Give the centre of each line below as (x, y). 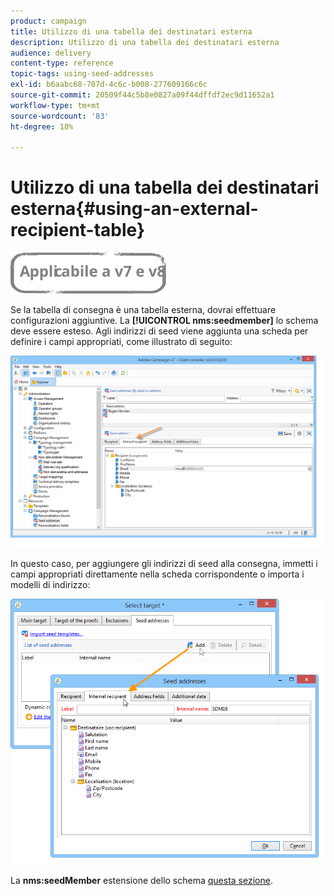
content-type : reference (62, 63)
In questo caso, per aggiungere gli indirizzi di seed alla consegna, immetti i (164, 563)
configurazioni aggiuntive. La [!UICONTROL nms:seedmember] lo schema (164, 321)
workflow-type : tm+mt (55, 105)
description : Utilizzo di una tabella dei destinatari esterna (145, 42)
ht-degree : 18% (42, 126)
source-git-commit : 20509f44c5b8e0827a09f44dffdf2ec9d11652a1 (142, 95)
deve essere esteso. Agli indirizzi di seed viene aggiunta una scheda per (159, 331)
